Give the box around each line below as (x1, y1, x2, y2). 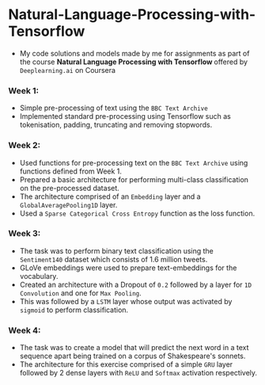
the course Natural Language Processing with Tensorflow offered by (19, 57, 248, 67)
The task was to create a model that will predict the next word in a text (19, 343, 249, 353)
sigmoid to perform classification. (19, 305, 129, 314)
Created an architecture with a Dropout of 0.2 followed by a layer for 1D (19, 280, 252, 289)
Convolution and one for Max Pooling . (19, 288, 142, 298)
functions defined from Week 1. (19, 166, 123, 176)
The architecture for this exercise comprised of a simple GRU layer (19, 360, 233, 369)
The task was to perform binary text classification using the (19, 246, 214, 255)
